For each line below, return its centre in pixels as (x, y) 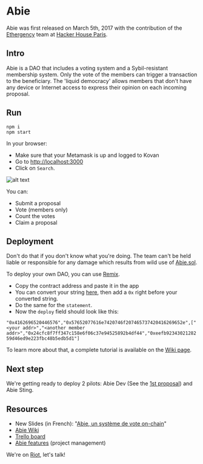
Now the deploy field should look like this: (67, 312)
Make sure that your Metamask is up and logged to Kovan (87, 155)
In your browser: (27, 143)
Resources (27, 409)
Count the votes (35, 216)
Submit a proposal (38, 203)
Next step (25, 369)
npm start (19, 132)
